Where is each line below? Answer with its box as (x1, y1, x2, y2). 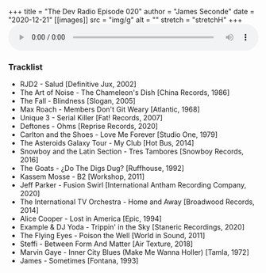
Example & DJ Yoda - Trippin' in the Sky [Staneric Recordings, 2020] (19, 222, 245, 232)
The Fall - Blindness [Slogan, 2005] (19, 97, 137, 106)
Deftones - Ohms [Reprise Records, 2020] (19, 122, 159, 131)
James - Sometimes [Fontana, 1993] (19, 256, 139, 266)
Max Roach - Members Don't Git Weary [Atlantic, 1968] (19, 104, 200, 114)
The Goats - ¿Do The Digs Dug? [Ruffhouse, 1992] (19, 164, 185, 173)
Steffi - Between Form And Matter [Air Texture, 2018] (19, 239, 193, 248)
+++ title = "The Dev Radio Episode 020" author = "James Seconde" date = (8, 7, 255, 16)
